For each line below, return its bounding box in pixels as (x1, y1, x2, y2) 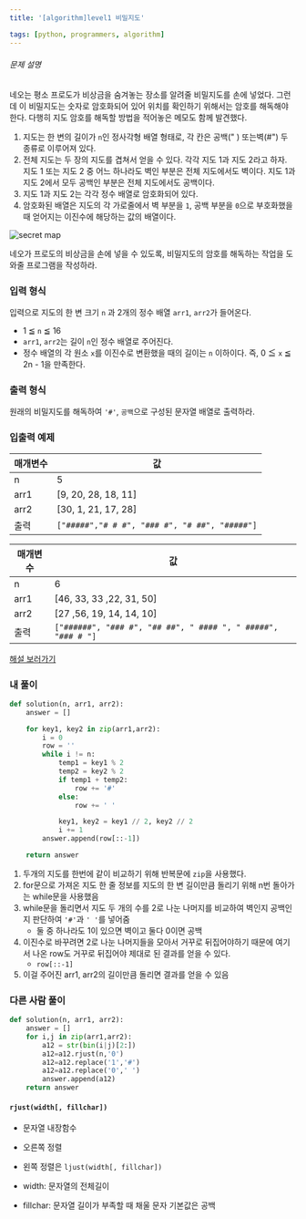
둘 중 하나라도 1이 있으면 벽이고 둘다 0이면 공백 (36, 925, 203, 935)
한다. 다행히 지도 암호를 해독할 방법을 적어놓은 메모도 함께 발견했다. (9, 111, 248, 123)
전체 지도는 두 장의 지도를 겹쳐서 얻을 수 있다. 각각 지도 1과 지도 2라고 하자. (22, 154, 288, 165)
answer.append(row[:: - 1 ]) (42, 834, 141, 843)
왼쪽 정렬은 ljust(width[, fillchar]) (22, 1162, 162, 1173)
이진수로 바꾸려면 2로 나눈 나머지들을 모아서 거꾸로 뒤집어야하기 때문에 (22, 936, 274, 947)
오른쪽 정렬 (22, 1142, 63, 1153)
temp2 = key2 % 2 (57, 767, 125, 776)
